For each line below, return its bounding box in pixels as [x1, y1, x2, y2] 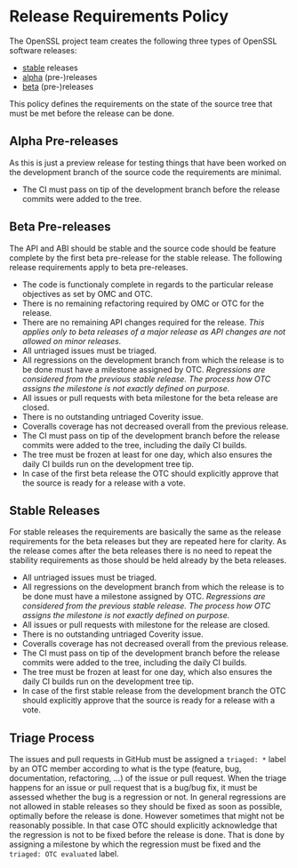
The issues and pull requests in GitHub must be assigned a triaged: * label [9, 754, 286, 765]
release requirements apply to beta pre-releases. [9, 261, 189, 272]
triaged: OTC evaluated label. [9, 848, 119, 859]
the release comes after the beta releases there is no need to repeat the [9, 545, 273, 557]
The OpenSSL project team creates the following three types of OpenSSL [9, 36, 277, 46]
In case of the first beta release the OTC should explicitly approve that [21, 468, 279, 478]
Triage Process [9, 730, 95, 745]
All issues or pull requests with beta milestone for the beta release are [21, 392, 278, 403]
